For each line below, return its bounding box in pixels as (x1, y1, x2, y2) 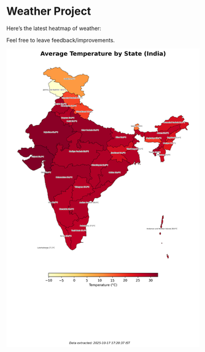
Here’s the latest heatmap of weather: (6, 25, 101, 32)
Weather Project (6, 4, 91, 18)
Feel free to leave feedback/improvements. (6, 36, 115, 44)
